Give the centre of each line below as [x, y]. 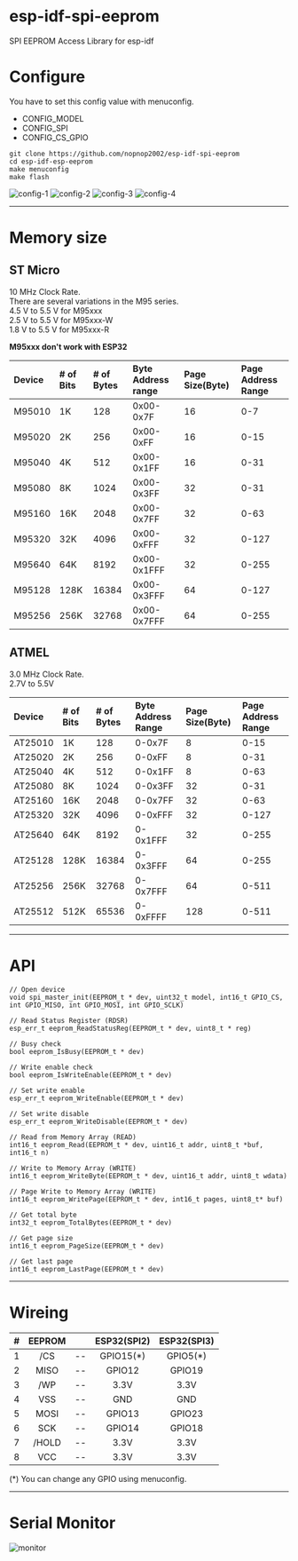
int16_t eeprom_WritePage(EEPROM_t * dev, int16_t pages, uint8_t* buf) [146, 1199]
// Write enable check [51, 1067]
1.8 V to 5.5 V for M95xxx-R [59, 329]
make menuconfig [39, 169]
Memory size [59, 238]
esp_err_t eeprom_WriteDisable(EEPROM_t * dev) [99, 1121]
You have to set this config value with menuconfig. [102, 101]
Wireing [39, 1312]
